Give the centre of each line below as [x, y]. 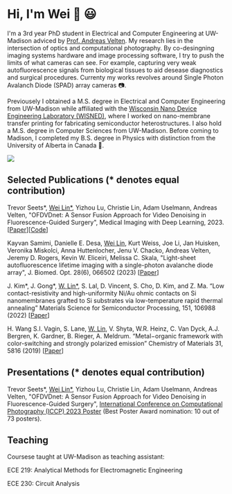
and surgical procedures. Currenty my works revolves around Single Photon [115, 77]
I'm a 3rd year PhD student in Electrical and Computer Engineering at [106, 33]
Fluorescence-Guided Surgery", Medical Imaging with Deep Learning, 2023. [116, 222]
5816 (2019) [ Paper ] [36, 350]
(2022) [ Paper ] [28, 315]
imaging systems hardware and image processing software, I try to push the [116, 55]
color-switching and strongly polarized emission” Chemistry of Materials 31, [115, 343]
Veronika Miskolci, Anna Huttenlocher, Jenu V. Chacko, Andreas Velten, [109, 250]
